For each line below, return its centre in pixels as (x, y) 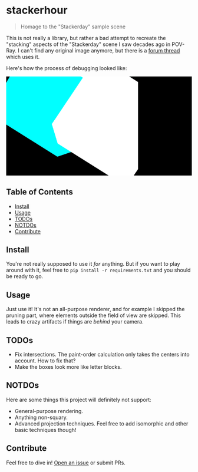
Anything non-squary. (41, 417)
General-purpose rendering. (49, 411)
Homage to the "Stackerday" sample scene (73, 27)
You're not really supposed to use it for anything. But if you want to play (93, 264)
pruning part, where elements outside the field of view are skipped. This (94, 315)
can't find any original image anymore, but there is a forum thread (100, 50)
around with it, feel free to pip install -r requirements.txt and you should (98, 270)
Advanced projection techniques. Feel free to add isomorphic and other (101, 423)
